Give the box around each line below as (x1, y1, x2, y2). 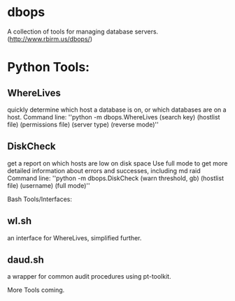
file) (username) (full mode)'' (7, 181, 90, 189)
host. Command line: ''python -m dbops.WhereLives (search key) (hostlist (7, 112, 220, 121)
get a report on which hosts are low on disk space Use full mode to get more (7, 159, 228, 168)
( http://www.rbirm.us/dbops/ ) (7, 34, 93, 43)
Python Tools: (7, 59, 90, 75)
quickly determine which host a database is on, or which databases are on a (7, 105, 227, 114)
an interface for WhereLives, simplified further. (7, 233, 142, 242)
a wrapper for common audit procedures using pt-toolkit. (7, 272, 171, 281)
